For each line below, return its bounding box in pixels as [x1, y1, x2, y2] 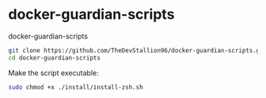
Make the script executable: [8, 68, 99, 78]
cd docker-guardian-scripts [8, 53, 101, 62]
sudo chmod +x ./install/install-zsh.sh [8, 83, 144, 91]
